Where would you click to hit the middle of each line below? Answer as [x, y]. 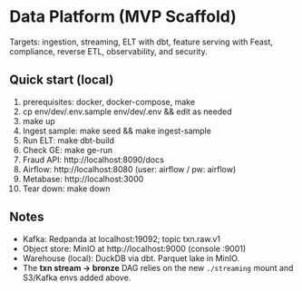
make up [39, 121]
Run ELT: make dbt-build [68, 140]
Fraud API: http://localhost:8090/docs [93, 160]
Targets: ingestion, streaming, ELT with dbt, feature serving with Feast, [141, 42]
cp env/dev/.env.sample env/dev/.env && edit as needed [127, 112]
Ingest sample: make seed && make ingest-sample [117, 131]
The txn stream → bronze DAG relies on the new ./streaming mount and [158, 267]
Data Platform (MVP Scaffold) [123, 17]
